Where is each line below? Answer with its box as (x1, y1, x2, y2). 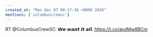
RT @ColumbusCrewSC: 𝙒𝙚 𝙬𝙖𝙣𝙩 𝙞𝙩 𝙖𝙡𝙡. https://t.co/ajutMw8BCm (5, 26, 148, 32)
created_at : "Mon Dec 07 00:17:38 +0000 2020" (5, 7, 106, 13)
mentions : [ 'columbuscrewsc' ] (5, 12, 70, 17)
